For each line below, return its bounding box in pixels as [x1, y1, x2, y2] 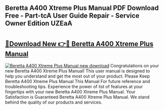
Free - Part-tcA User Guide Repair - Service [5, 12, 140, 20]
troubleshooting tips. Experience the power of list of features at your [5, 83, 143, 89]
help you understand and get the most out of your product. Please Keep [5, 73, 150, 79]
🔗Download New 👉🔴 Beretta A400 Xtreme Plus [5, 39, 154, 48]
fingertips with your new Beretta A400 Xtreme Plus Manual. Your [5, 89, 136, 95]
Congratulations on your [110, 63, 159, 68]
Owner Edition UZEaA [5, 19, 72, 27]
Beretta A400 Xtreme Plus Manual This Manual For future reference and [5, 79, 150, 84]
